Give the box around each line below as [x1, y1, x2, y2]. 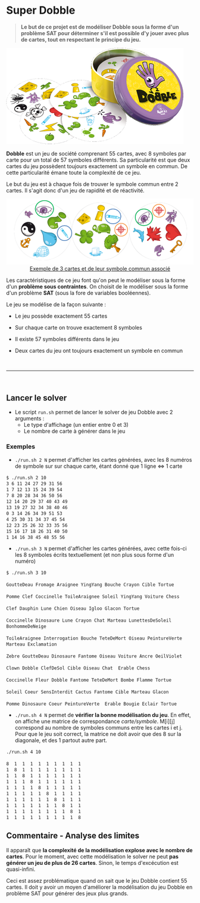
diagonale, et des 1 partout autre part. [14, 737, 107, 744]
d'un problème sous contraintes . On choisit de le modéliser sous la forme [6, 283, 189, 290]
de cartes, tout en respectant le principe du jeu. [20, 36, 141, 43]
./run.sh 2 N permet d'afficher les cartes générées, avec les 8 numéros [14, 456, 192, 463]
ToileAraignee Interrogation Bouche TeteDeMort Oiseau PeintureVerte [6, 635, 183, 641]
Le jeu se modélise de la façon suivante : [6, 300, 106, 308]
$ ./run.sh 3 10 [6, 570, 46, 576]
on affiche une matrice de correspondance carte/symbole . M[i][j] [14, 718, 176, 725]
